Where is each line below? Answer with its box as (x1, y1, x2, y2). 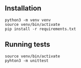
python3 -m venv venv (5, 17, 51, 22)
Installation (5, 4, 42, 13)
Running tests (5, 40, 51, 49)
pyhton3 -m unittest (5, 58, 49, 63)
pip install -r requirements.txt (5, 26, 76, 31)
